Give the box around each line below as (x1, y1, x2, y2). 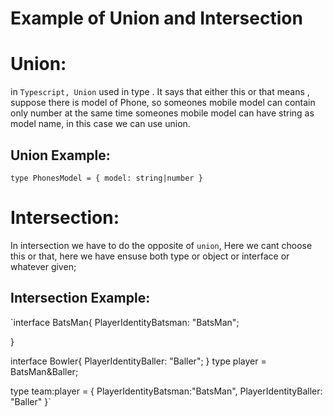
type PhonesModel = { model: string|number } (10, 173, 203, 183)
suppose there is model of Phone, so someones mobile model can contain (10, 97, 316, 109)
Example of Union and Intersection (10, 7, 303, 30)
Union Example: (10, 147, 111, 164)
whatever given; (10, 260, 77, 272)
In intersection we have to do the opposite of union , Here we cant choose (10, 239, 313, 251)
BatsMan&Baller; (10, 365, 79, 377)
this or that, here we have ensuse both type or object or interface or (10, 250, 290, 262)
